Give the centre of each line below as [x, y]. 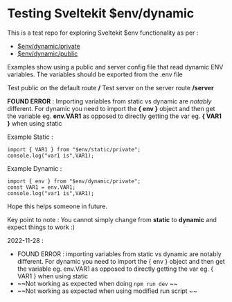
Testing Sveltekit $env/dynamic [101, 14]
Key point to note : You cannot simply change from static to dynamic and [112, 219]
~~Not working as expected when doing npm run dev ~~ [97, 283]
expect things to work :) [41, 227]
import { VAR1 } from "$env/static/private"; [74, 149]
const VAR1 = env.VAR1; [42, 187]
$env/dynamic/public [47, 53]
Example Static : [30, 137]
